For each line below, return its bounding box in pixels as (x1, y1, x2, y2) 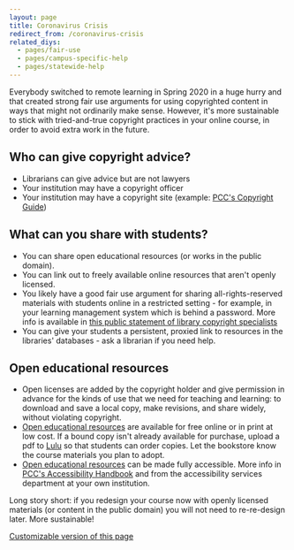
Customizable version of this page (9, 531, 134, 542)
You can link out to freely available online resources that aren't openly (21, 269, 276, 279)
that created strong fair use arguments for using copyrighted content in (9, 95, 268, 106)
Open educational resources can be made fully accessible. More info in (21, 459, 282, 470)
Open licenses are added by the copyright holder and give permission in (21, 384, 285, 394)
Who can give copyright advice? (9, 149, 192, 164)
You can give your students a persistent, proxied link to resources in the (21, 325, 283, 336)
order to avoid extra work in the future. (9, 124, 150, 134)
